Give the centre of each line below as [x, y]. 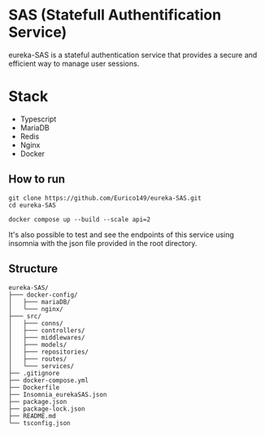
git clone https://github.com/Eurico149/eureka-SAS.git [105, 198]
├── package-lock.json [47, 409]
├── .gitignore [34, 373]
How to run [37, 180]
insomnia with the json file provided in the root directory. [103, 243]
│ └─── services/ [41, 366]
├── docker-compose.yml [49, 380]
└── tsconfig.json [39, 423]
